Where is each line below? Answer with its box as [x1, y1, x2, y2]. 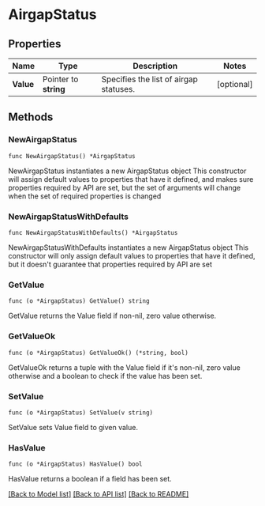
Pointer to [42, 74, 79, 85]
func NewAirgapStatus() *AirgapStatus [8, 152, 136, 160]
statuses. [101, 84, 136, 94]
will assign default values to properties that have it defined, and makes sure [8, 174, 254, 183]
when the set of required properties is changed [8, 191, 162, 201]
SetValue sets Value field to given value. [8, 422, 138, 432]
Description [132, 61, 178, 71]
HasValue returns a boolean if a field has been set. [8, 474, 172, 484]
